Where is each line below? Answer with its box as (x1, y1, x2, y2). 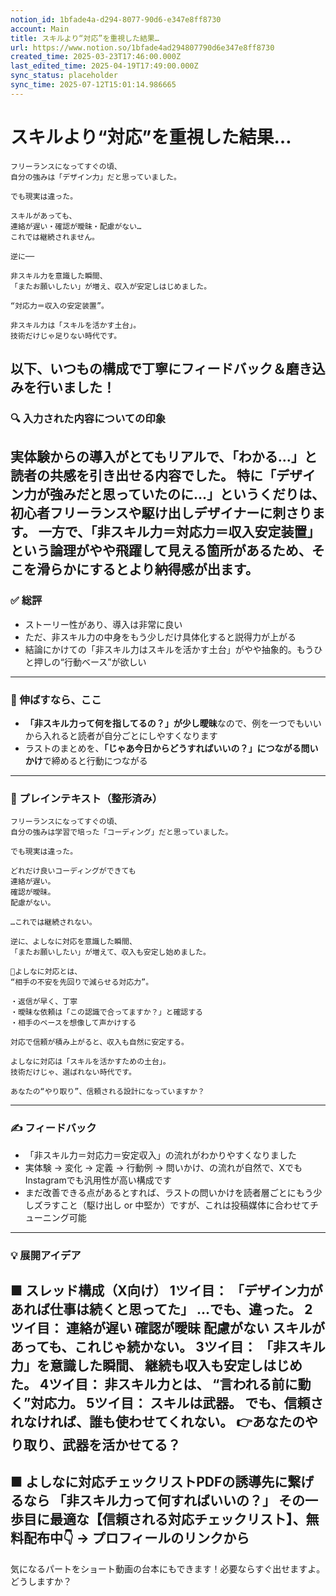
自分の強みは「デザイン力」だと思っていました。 (10, 172, 182, 182)
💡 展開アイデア (10, 1248, 82, 1262)
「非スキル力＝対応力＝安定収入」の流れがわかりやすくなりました (24, 1149, 297, 1161)
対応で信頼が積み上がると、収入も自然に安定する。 (10, 1037, 189, 1048)
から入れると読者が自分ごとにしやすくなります (24, 729, 218, 741)
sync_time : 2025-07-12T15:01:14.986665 (10, 80, 177, 90)
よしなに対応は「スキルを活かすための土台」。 (10, 1057, 171, 1067)
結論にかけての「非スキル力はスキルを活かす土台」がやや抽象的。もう (24, 643, 315, 655)
